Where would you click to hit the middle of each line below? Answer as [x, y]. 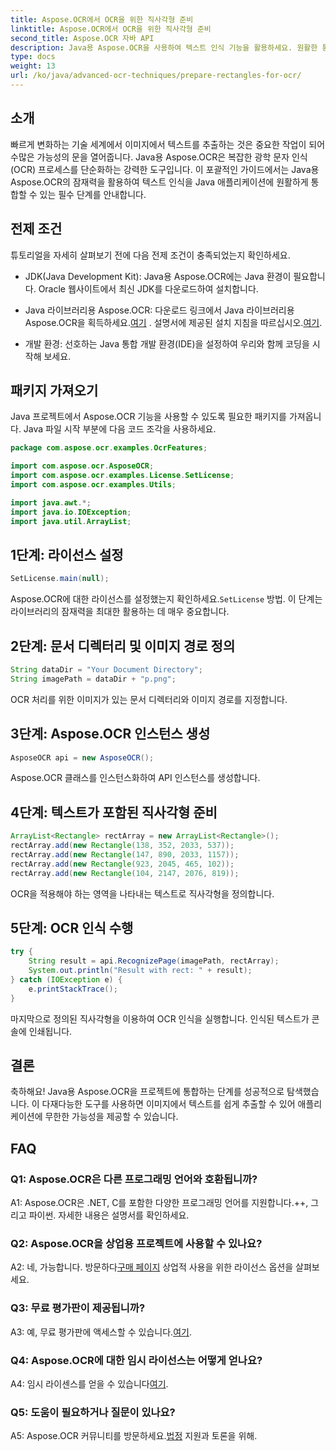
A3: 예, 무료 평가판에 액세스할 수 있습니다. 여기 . [101, 1332]
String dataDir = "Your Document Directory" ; [106, 669]
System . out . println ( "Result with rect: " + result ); [140, 971]
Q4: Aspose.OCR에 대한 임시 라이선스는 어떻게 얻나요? [136, 1360]
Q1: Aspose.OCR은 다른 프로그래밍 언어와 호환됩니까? [134, 1179]
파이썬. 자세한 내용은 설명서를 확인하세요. [109, 1215]
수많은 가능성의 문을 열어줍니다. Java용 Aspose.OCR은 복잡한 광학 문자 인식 [159, 157]
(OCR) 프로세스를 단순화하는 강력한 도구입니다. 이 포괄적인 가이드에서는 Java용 [165, 169]
